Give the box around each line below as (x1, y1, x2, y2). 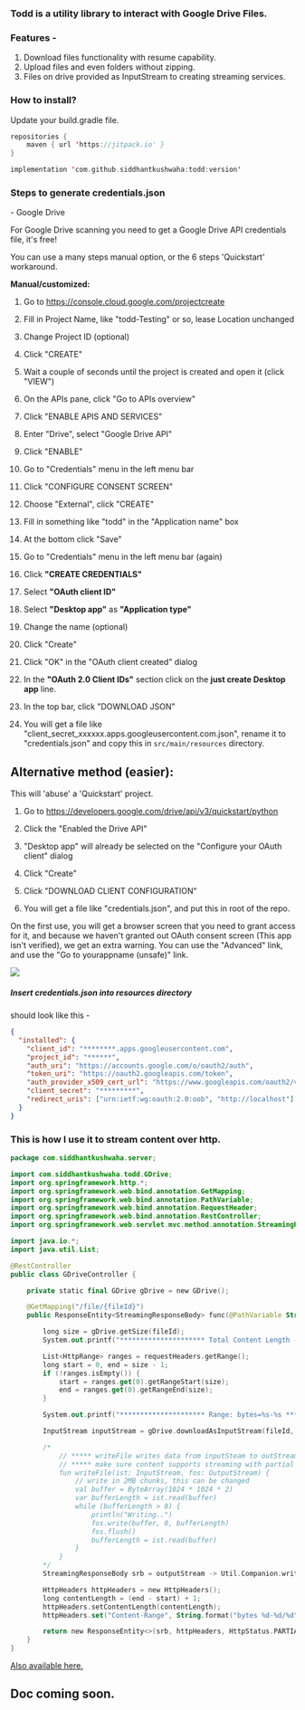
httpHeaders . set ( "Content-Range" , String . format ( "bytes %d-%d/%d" (43, 1610, 299, 1620)
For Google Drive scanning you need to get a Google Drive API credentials (10, 224, 287, 235)
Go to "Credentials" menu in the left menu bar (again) (23, 551, 223, 563)
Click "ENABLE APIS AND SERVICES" (23, 411, 163, 423)
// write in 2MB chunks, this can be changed (74, 1477, 250, 1486)
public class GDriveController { (10, 1269, 137, 1278)
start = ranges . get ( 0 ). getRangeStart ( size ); (58, 1377, 230, 1386)
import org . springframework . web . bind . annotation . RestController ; (10, 1211, 262, 1221)
